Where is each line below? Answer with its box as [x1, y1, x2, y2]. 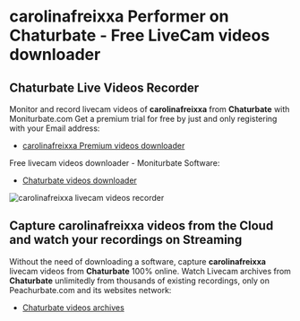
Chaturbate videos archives [21, 302, 125, 313]
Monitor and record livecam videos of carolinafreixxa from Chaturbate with [9, 104, 290, 114]
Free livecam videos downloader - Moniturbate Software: [9, 158, 220, 168]
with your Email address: [9, 123, 100, 134]
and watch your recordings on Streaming [9, 232, 243, 247]
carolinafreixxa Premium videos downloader [21, 141, 185, 151]
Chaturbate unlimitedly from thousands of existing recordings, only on [9, 275, 270, 286]
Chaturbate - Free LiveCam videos [9, 25, 270, 46]
